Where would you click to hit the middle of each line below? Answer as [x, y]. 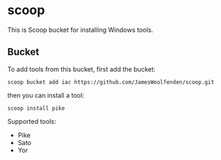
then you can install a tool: [46, 95]
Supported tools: [32, 121]
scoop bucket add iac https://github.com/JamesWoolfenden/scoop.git [111, 82]
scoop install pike [36, 108]
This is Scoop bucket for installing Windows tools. [80, 30]
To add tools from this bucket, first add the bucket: [82, 69]
